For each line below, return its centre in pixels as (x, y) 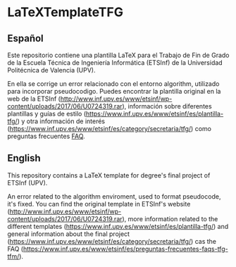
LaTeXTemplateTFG (65, 12)
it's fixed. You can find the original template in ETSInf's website (99, 204)
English (24, 158)
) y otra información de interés (61, 121)
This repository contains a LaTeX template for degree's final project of (109, 175)
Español (25, 38)
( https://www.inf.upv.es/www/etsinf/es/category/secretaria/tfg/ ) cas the (112, 241)
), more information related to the (170, 218)
